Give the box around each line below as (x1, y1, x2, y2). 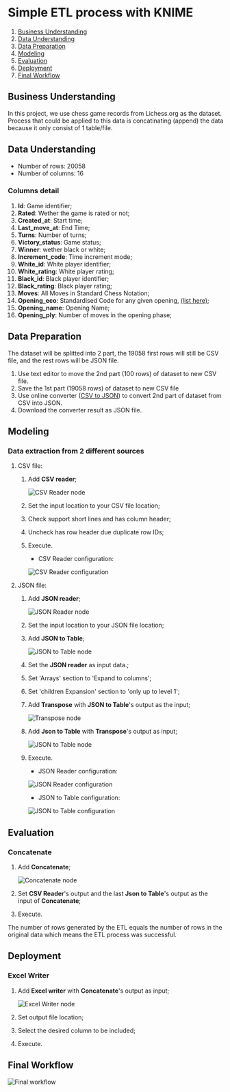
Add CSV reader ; (27, 475, 77, 484)
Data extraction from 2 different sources (8, 446, 144, 456)
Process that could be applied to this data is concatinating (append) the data (8, 116, 224, 125)
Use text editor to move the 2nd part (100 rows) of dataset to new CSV (17, 369, 217, 377)
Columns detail (8, 186, 60, 196)
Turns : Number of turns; (17, 231, 87, 239)
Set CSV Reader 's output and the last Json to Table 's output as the (17, 889, 208, 898)
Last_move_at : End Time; (17, 223, 90, 232)
